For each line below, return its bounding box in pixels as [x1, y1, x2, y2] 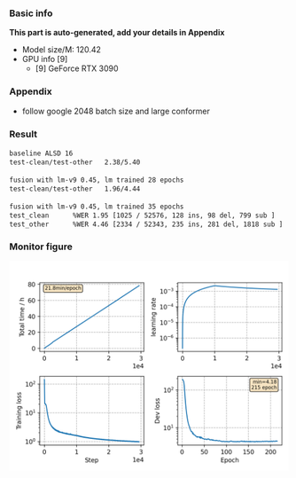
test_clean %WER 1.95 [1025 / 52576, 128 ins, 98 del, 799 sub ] [9, 211, 276, 220]
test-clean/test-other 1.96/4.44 [9, 184, 141, 193]
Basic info [9, 7, 53, 20]
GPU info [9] [21, 54, 68, 65]
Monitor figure [9, 240, 73, 253]
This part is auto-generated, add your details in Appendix [9, 27, 225, 38]
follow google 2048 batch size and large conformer [21, 106, 211, 116]
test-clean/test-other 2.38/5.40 [9, 158, 141, 167]
